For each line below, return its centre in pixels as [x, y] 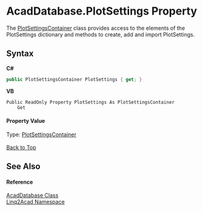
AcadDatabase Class [32, 195]
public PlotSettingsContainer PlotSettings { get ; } [74, 79]
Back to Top [21, 147]
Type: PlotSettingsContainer [42, 134]
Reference [20, 182]
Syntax [20, 54]
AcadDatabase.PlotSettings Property [102, 11]
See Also [23, 166]
